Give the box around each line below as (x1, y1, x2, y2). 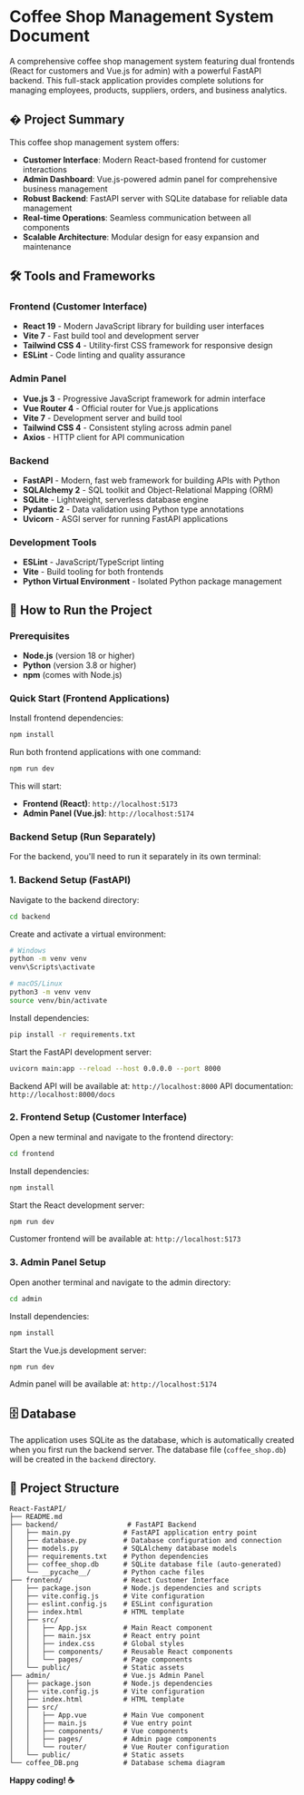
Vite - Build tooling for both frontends (22, 566, 164, 577)
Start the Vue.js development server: (9, 1345, 147, 1356)
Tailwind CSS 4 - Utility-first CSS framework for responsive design (22, 340, 274, 351)
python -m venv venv (9, 955, 88, 964)
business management (22, 183, 108, 194)
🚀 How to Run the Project (9, 602, 152, 618)
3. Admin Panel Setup (9, 1256, 106, 1269)
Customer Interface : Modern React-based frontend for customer (22, 154, 268, 165)
